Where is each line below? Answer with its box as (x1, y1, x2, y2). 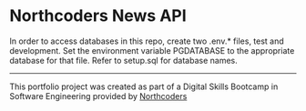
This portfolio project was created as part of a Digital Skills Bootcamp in (9, 81, 279, 92)
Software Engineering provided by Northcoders (9, 90, 188, 101)
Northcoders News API (9, 5, 187, 26)
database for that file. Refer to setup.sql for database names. (9, 55, 239, 66)
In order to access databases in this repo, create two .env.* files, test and (9, 35, 284, 46)
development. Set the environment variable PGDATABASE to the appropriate (9, 45, 295, 55)
